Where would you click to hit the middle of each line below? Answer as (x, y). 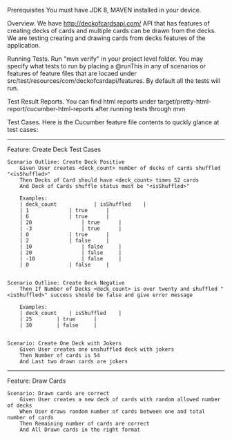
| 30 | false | (58, 325)
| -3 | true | (71, 229)
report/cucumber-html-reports (51, 109)
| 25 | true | (58, 319)
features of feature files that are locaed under (72, 73)
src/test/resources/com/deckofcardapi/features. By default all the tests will (114, 81)
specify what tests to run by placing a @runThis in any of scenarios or (106, 66)
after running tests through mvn (141, 109)
